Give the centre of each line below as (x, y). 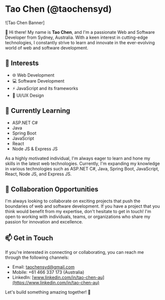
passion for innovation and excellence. (44, 222)
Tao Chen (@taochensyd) (58, 9)
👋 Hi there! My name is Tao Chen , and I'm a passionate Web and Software (80, 32)
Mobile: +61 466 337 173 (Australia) (48, 272)
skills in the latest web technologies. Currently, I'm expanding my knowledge (82, 164)
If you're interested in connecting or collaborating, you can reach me (74, 252)
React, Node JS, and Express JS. (39, 174)
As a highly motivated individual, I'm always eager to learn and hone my (78, 158)
